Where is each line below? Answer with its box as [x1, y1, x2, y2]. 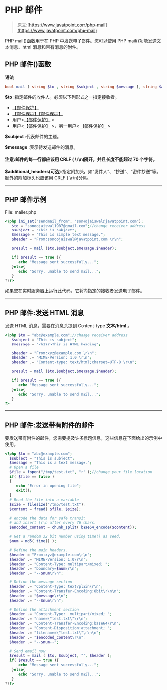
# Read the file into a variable [9, 497, 79, 502]
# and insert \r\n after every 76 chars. [9, 520, 97, 525]
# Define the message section [9, 579, 72, 585]
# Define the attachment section [9, 607, 79, 612]
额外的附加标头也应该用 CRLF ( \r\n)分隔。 [5, 175, 92, 181]
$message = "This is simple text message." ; [11, 232, 106, 237]
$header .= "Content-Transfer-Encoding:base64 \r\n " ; [9, 621, 121, 626]
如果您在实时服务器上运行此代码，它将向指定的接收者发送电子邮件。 [5, 288, 145, 294]
